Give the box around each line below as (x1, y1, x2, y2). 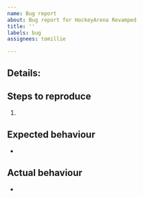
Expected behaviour (7, 129, 96, 140)
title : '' (7, 23, 36, 30)
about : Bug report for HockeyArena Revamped (7, 16, 137, 23)
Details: (7, 67, 41, 79)
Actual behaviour (7, 166, 82, 179)
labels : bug (7, 29, 41, 36)
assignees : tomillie (7, 36, 67, 43)
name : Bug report (7, 10, 57, 17)
